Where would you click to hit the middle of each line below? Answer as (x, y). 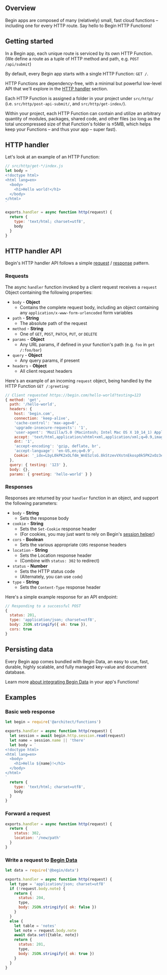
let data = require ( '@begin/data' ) (42, 871)
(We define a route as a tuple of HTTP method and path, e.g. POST (72, 58)
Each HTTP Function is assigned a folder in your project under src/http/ (80, 98)
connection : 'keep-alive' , (42, 419)
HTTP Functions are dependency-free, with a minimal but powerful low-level (83, 83)
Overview (21, 8)
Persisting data (29, 649)
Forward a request (28, 814)
